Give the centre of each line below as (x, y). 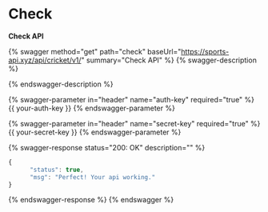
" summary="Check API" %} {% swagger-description (169, 60)
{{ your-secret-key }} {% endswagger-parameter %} (95, 132)
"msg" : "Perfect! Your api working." (92, 177)
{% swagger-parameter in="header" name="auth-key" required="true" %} (131, 99)
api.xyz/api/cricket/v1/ (45, 60)
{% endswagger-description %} (61, 84)
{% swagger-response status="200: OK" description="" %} (107, 147)
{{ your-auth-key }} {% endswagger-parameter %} (92, 108)
